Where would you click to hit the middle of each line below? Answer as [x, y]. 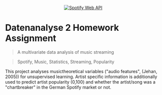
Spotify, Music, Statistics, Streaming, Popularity [66, 62]
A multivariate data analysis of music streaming [66, 52]
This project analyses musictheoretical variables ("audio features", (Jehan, [81, 71]
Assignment [31, 39]
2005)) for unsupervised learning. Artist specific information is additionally [81, 77]
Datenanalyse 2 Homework [62, 28]
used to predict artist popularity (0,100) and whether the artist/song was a [81, 82]
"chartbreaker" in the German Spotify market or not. [58, 87]
